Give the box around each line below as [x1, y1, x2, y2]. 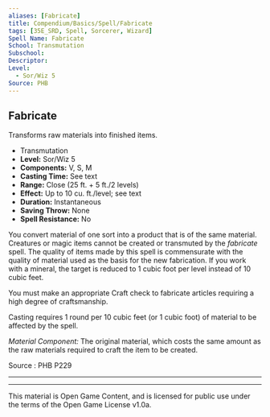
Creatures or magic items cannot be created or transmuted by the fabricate [8, 238, 259, 248]
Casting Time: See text [19, 171, 98, 181]
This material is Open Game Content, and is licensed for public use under [8, 391, 251, 401]
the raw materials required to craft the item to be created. [8, 345, 198, 355]
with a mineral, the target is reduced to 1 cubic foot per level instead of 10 [8, 264, 252, 274]
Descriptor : [8, 57, 48, 65]
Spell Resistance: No [19, 214, 92, 224]
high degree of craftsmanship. [8, 297, 108, 307]
